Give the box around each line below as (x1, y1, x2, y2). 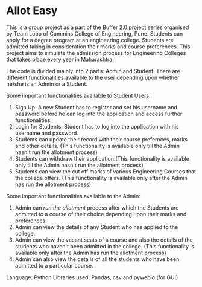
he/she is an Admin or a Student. (6, 80, 87, 88)
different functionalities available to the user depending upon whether (6, 74, 180, 81)
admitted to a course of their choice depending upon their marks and (14, 210, 187, 218)
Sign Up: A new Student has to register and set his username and (14, 103, 178, 111)
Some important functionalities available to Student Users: (6, 92, 151, 99)
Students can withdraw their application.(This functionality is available (14, 155, 190, 162)
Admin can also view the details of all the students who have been (14, 255, 180, 263)
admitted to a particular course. (14, 262, 93, 269)
